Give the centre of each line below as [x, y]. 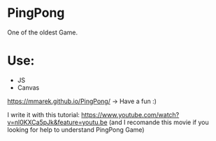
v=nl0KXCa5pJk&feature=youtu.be [57, 122]
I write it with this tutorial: [44, 114]
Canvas [28, 87]
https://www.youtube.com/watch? [130, 114]
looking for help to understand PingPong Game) [76, 129]
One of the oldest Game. [43, 32]
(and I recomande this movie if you [159, 122]
